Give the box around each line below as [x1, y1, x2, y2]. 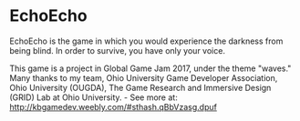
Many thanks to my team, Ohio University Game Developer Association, [9, 72, 278, 83]
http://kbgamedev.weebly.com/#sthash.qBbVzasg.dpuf [9, 101, 217, 112]
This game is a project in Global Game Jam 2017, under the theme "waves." [9, 63, 292, 74]
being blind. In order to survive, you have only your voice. [9, 45, 226, 55]
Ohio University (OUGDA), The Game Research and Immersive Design [9, 82, 272, 93]
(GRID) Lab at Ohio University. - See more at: [9, 92, 178, 103]
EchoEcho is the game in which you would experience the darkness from [9, 35, 284, 46]
